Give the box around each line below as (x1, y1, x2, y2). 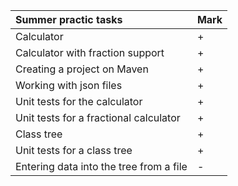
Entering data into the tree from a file (15, 160, 188, 173)
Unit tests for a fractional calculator (15, 111, 181, 124)
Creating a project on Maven (15, 62, 149, 76)
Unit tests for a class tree (15, 144, 133, 157)
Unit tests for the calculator (15, 95, 143, 108)
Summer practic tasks (15, 13, 123, 26)
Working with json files (15, 79, 123, 92)
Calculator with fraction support (15, 46, 165, 59)
